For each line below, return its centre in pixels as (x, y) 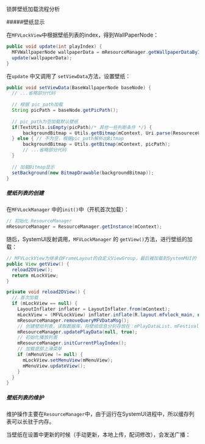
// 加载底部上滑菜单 (40, 349)
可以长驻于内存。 (33, 422)
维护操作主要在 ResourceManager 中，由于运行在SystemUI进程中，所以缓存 (98, 414)
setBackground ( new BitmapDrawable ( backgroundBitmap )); (83, 173)
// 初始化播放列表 (38, 338)
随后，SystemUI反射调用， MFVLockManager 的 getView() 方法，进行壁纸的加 (99, 239)
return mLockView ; (35, 275)
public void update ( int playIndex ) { (54, 46)
